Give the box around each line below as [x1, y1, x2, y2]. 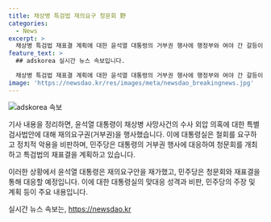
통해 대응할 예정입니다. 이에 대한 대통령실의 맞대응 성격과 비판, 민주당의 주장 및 [8, 177, 256, 186]
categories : [8, 19, 48, 27]
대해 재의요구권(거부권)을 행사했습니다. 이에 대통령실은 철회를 [43, 129, 236, 139]
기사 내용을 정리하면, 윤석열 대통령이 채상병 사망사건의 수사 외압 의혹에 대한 [8, 119, 245, 129]
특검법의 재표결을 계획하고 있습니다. [23, 149, 135, 159]
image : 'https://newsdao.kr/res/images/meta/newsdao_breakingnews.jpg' [8, 78, 254, 87]
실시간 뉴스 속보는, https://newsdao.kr [8, 203, 131, 214]
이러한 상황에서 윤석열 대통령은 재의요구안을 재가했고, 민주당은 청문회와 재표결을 [8, 166, 261, 176]
